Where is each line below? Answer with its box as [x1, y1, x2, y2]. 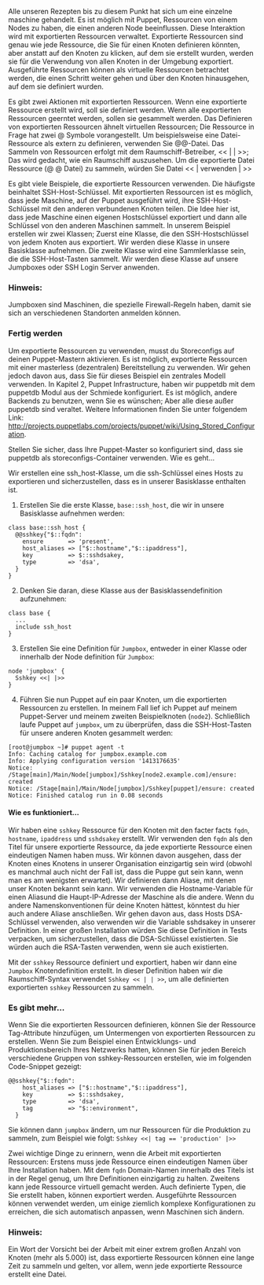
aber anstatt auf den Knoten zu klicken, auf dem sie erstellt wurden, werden [8, 49, 254, 57]
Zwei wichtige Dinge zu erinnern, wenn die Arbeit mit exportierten [8, 1149, 222, 1158]
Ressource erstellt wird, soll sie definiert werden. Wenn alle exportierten [8, 105, 241, 115]
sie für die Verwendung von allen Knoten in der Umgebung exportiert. [8, 57, 234, 66]
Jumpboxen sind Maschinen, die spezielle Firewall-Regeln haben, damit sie [8, 300, 251, 310]
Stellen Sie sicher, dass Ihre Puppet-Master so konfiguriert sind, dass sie [8, 444, 244, 454]
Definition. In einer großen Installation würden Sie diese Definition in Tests [8, 925, 247, 934]
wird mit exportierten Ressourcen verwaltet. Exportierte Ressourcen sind [8, 31, 244, 41]
